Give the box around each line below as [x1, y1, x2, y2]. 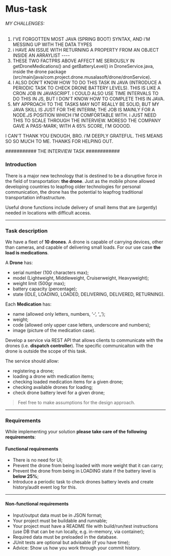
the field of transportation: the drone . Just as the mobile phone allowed [5, 178, 155, 184]
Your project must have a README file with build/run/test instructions [12, 523, 158, 529]
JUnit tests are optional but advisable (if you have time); [12, 539, 130, 545]
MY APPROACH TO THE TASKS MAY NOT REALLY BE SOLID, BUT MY [12, 101, 159, 107]
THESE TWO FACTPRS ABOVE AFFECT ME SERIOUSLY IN [12, 58, 135, 64]
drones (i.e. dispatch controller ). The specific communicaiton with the [5, 342, 153, 349]
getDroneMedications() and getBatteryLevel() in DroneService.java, [12, 63, 154, 69]
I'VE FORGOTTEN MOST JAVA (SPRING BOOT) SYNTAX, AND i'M [12, 36, 150, 42]
